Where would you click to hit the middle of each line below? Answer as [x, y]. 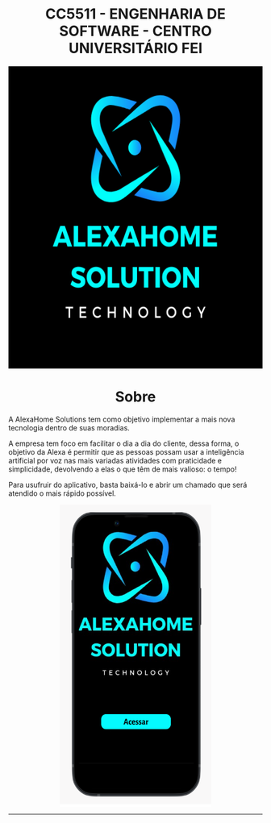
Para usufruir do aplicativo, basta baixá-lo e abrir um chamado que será [128, 484]
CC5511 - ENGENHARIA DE [135, 14]
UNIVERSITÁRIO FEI [135, 48]
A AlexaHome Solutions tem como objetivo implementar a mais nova [122, 419]
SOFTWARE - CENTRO [135, 31]
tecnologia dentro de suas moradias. [69, 427]
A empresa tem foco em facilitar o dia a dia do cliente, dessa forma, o [124, 443]
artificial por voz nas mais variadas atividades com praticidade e [115, 460]
